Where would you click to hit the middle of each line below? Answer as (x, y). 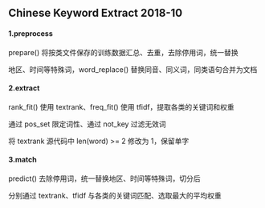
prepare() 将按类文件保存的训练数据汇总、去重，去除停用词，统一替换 (123, 52)
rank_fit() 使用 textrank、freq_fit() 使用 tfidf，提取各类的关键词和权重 (121, 106)
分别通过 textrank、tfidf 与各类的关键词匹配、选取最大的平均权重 (115, 196)
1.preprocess (31, 33)
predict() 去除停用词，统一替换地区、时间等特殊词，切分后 (104, 178)
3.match (23, 160)
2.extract (24, 88)
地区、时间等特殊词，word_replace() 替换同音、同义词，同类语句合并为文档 (133, 69)
